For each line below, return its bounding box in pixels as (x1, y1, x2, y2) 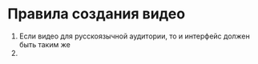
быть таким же (18, 39, 71, 49)
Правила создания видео (7, 5, 186, 23)
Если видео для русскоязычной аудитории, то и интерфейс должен (18, 31, 250, 41)
